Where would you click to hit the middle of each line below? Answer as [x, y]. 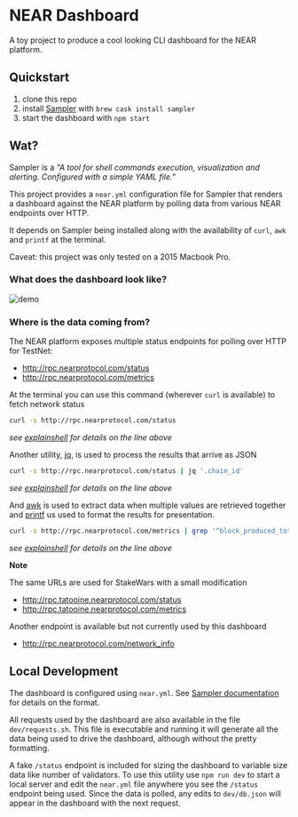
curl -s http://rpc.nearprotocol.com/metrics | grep [109, 531]
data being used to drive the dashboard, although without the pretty [133, 738]
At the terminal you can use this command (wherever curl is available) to [142, 395]
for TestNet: [31, 351]
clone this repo [49, 99]
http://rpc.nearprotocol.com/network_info [98, 643]
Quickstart [39, 78]
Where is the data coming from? [80, 322]
